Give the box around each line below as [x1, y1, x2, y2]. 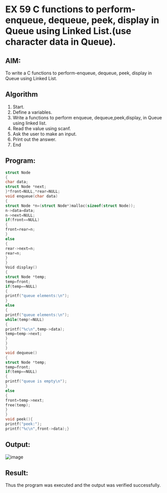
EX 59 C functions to [5, 4, 94, 15]
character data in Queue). [5, 36, 116, 48]
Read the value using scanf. [12, 125, 71, 131]
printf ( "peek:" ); [5, 422, 42, 427]
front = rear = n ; [5, 227, 36, 232]
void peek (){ [5, 417, 33, 422]
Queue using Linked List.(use [5, 26, 131, 37]
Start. [12, 104, 24, 110]
